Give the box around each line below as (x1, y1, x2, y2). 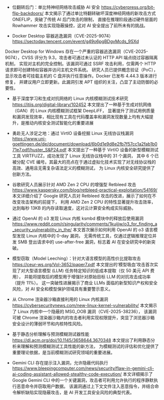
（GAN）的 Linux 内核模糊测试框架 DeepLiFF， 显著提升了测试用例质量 (12, 108, 155, 113)
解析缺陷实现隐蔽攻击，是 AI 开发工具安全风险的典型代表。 (16, 390, 135, 395)
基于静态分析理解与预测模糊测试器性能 (12, 331, 89, 337)
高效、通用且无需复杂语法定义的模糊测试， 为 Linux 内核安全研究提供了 (12, 165, 155, 171)
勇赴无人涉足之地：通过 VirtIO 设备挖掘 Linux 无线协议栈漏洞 (12, 130, 134, 136)
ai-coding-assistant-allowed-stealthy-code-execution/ (12, 371, 122, 377)
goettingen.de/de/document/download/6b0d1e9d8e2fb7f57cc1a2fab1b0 (12, 141, 158, 147)
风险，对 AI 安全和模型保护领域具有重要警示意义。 (12, 286, 113, 292)
